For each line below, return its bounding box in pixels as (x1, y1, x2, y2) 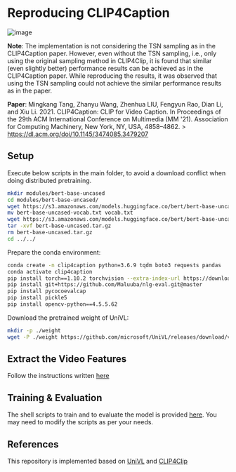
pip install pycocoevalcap (7, 288, 86, 295)
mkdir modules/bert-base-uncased (7, 189, 105, 197)
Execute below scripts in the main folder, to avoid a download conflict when (7, 168, 226, 177)
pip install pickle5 (7, 295, 68, 302)
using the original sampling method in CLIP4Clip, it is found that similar (7, 56, 212, 65)
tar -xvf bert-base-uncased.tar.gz (7, 222, 112, 229)
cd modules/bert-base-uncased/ (7, 196, 99, 203)
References (7, 438, 59, 450)
